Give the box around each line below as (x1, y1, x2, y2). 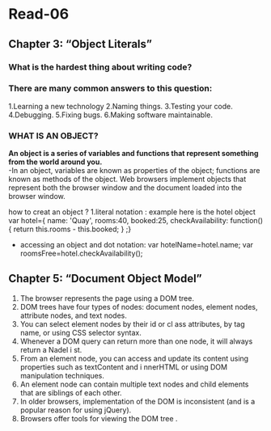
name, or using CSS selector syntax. (19, 327, 142, 337)
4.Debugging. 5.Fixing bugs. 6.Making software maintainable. (8, 110, 213, 120)
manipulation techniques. (19, 370, 105, 380)
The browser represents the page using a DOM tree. (19, 293, 194, 303)
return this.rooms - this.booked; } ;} (13, 224, 132, 235)
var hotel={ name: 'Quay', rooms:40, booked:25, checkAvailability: (8, 216, 229, 226)
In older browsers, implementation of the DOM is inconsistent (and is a (19, 396, 256, 406)
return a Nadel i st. (19, 344, 83, 354)
